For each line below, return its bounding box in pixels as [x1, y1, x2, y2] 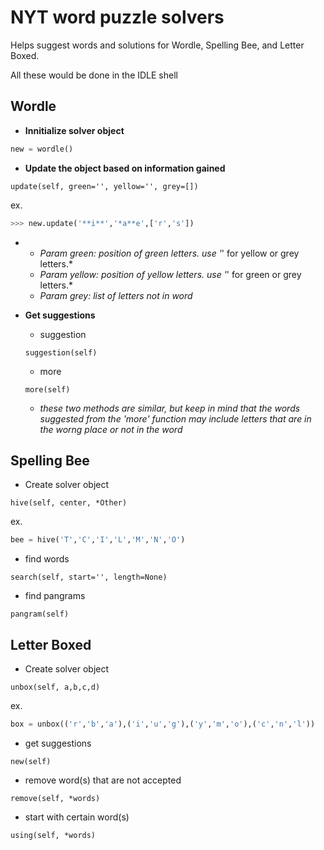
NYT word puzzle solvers [10, 6, 225, 29]
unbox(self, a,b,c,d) [10, 682, 101, 692]
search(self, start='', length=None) [10, 572, 168, 583]
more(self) [24, 384, 71, 395]
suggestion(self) [24, 347, 98, 358]
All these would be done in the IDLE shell [10, 69, 178, 81]
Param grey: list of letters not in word [39, 289, 193, 301]
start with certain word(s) [24, 811, 130, 823]
